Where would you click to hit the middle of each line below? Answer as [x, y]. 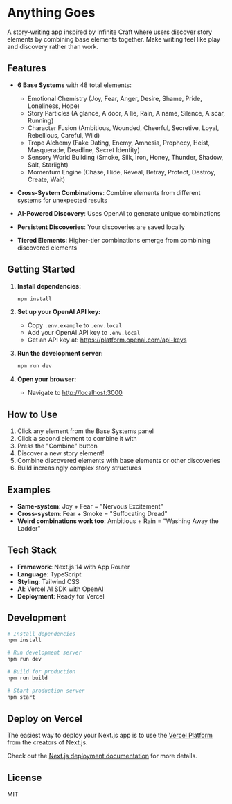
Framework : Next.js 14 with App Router [73, 567]
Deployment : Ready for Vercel [61, 596]
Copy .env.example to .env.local [75, 325]
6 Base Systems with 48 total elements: [74, 85]
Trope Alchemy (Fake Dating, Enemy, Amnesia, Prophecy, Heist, [118, 143]
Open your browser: [47, 379]
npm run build [28, 678]
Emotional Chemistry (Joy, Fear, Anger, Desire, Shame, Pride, [115, 98]
